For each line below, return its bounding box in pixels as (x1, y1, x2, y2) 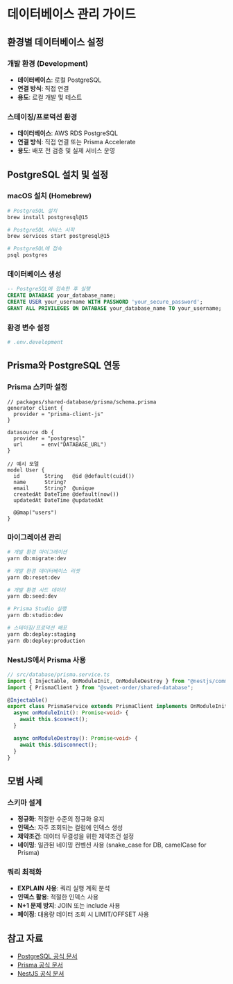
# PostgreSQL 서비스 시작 (7, 226, 75, 233)
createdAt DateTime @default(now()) (13, 490, 119, 498)
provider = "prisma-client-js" (13, 411, 104, 417)
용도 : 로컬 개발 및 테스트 (17, 93, 83, 101)
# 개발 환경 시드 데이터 (7, 587, 66, 594)
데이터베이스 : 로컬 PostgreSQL (17, 76, 102, 84)
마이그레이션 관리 (7, 532, 62, 542)
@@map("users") (13, 509, 58, 516)
